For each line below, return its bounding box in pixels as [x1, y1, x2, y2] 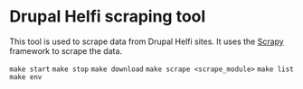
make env [9, 72, 43, 82]
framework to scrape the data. [9, 45, 123, 56]
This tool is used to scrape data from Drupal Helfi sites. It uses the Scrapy [9, 36, 284, 47]
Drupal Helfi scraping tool [9, 6, 206, 27]
